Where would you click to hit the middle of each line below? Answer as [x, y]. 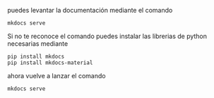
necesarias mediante [38, 44]
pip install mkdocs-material [50, 63]
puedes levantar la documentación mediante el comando [90, 10]
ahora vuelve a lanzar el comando [57, 76]
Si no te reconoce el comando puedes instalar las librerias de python [107, 36]
